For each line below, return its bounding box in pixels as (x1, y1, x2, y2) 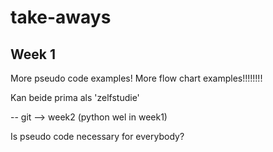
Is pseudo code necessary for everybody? (10, 131, 185, 142)
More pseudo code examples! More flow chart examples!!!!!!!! (10, 72, 263, 84)
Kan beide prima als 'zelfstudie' (10, 92, 140, 103)
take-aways (10, 6, 112, 29)
